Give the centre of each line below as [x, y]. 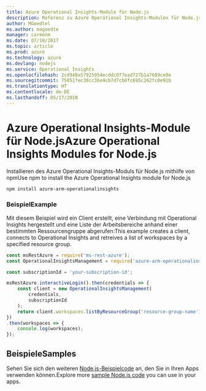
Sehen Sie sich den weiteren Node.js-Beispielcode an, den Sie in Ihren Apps [103, 368]
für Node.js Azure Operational [83, 141]
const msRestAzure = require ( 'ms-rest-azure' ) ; [68, 255]
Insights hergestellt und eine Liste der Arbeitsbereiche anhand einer [92, 224]
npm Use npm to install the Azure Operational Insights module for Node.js [99, 177]
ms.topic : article [30, 47]
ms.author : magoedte [33, 29]
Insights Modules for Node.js [82, 154]
